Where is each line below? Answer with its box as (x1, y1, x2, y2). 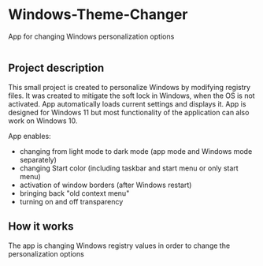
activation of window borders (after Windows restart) (19, 180, 192, 189)
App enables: (8, 131, 51, 140)
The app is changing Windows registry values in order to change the (8, 241, 231, 250)
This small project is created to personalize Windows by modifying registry (8, 82, 250, 92)
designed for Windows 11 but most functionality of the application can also (8, 107, 250, 117)
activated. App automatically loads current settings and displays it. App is (8, 99, 246, 108)
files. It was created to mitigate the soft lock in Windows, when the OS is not (8, 91, 255, 100)
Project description (8, 62, 105, 75)
